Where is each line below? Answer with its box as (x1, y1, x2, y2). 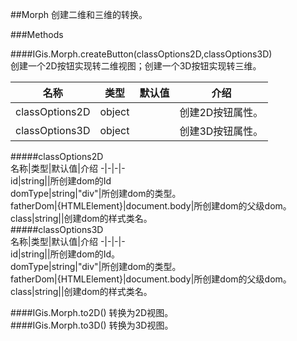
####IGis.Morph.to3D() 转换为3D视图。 (10, 319, 174, 331)
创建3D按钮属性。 (179, 124, 264, 138)
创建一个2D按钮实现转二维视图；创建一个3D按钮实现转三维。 (10, 60, 262, 72)
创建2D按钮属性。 (179, 106, 264, 119)
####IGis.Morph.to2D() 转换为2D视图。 (10, 307, 174, 318)
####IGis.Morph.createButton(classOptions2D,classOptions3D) (10, 48, 273, 60)
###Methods (10, 29, 64, 40)
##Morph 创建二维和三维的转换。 (10, 9, 148, 20)
